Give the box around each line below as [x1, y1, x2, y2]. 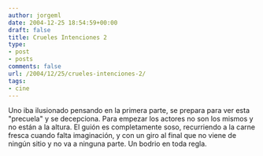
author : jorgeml [8, 11, 61, 20]
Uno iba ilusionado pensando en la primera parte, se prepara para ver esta [8, 106, 250, 115]
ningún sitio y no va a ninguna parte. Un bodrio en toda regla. [8, 139, 207, 149]
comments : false [8, 63, 61, 71]
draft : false [8, 26, 51, 34]
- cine [8, 84, 30, 93]
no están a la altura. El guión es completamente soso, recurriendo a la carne [8, 122, 256, 132]
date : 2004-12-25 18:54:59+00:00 [8, 19, 118, 27]
